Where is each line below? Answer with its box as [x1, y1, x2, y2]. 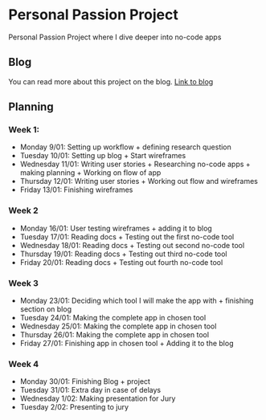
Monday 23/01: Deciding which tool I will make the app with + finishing [19, 296, 254, 306]
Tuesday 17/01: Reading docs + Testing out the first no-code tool [19, 231, 235, 242]
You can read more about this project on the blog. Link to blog [8, 76, 214, 86]
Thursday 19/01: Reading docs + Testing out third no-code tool [19, 249, 227, 259]
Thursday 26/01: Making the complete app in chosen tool [19, 330, 210, 340]
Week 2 [8, 205, 39, 216]
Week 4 [8, 358, 39, 369]
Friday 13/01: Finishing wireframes [19, 185, 133, 194]
